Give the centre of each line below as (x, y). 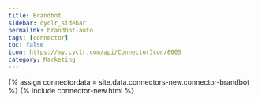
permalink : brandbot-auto (50, 30)
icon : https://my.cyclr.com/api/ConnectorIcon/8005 (95, 52)
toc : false (26, 45)
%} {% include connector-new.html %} (71, 90)
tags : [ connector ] (38, 38)
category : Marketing (42, 60)
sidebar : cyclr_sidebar (47, 23)
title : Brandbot (35, 15)
